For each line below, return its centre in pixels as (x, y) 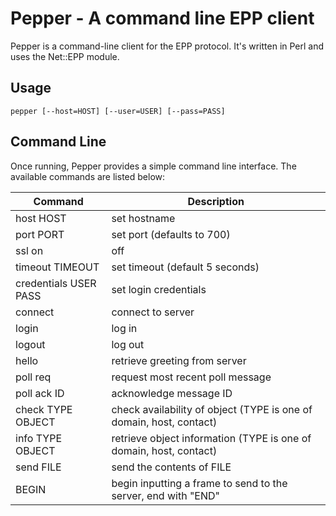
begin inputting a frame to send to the (199, 483)
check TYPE (44, 409)
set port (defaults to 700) (171, 234)
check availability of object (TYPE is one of (212, 409)
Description (216, 201)
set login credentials (159, 289)
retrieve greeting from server (179, 360)
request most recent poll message (191, 377)
